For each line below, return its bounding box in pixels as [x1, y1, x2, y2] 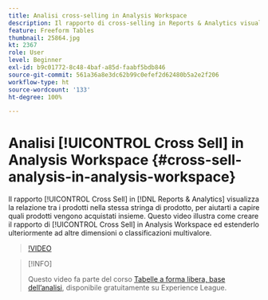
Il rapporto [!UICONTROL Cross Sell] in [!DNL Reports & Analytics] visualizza [8, 194, 259, 204]
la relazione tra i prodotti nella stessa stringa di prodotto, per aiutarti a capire [8, 203, 260, 212]
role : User [8, 49, 45, 56]
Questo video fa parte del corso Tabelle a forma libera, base [27, 275, 226, 284]
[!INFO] [27, 259, 53, 269]
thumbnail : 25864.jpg [8, 33, 81, 42]
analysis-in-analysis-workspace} [8, 168, 237, 186]
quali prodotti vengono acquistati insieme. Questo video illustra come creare [8, 212, 259, 221]
